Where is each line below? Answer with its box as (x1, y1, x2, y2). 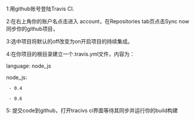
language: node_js (6, 62, 52, 70)
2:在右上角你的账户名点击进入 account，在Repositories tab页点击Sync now (6, 18, 190, 25)
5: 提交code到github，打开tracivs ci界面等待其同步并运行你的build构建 (6, 107, 178, 114)
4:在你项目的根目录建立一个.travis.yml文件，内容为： (6, 50, 135, 58)
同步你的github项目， (6, 26, 58, 32)
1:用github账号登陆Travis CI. (6, 5, 75, 12)
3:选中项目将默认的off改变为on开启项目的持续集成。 (6, 38, 133, 45)
